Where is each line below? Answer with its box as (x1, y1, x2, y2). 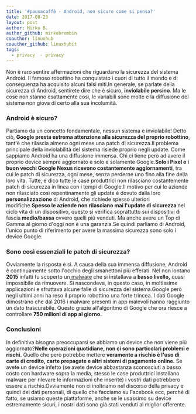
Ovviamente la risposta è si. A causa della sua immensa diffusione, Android (6, 261, 187, 268)
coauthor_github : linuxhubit (6, 42, 77, 47)
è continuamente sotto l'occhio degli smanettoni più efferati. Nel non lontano (6, 267, 191, 274)
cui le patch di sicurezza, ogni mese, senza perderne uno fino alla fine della (6, 170, 188, 177)
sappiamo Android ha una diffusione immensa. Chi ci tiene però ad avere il (6, 152, 185, 159)
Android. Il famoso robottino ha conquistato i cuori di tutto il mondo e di (6, 74, 178, 81)
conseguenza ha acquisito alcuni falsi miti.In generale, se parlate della (6, 80, 176, 88)
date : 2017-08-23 (6, 14, 49, 20)
